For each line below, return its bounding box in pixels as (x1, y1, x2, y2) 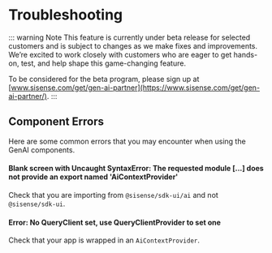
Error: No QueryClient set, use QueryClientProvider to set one (8, 217, 222, 227)
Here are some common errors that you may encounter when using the (8, 136, 246, 146)
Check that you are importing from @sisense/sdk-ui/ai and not (8, 190, 219, 199)
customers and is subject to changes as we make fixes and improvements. (8, 41, 258, 50)
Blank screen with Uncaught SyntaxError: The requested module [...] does (8, 164, 264, 174)
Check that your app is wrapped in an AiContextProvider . (8, 235, 201, 245)
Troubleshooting (8, 6, 123, 24)
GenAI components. (8, 144, 76, 155)
